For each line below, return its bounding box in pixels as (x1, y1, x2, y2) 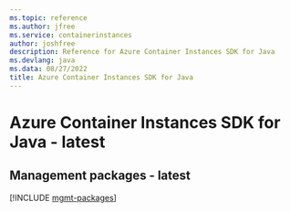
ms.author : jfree (9, 22, 76, 31)
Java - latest (9, 132, 106, 152)
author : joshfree (9, 38, 76, 48)
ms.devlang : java (9, 56, 76, 65)
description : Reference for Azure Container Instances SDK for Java (9, 48, 275, 57)
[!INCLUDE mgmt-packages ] (9, 192, 117, 203)
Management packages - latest (9, 168, 192, 184)
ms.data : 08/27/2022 (9, 65, 88, 74)
